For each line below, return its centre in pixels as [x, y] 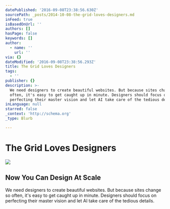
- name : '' [21, 48]
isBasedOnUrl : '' [24, 24]
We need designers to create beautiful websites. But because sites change [83, 190]
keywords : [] [19, 39]
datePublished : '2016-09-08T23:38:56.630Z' [52, 10]
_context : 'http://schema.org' [38, 114]
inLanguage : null [24, 104]
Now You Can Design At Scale [53, 178]
